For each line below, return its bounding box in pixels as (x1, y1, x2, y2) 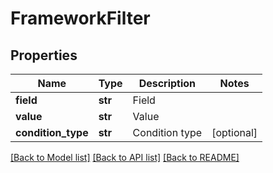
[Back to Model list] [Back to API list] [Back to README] (10, 152, 240, 163)
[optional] (211, 126, 258, 139)
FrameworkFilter (10, 7, 151, 30)
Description (138, 77, 197, 90)
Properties (10, 47, 78, 64)
